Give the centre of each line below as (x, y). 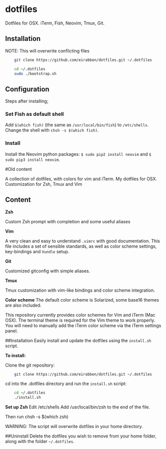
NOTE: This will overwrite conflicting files (47, 50)
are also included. (23, 305)
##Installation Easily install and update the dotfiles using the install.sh (78, 340)
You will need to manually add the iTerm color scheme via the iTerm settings (83, 325)
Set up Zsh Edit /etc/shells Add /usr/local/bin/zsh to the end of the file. (78, 407)
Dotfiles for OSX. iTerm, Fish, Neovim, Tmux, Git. (55, 23)
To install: (16, 355)
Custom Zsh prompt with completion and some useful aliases (68, 221)
